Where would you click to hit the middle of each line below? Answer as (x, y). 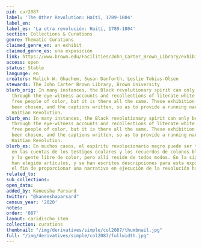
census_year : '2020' (32, 202)
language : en (23, 73)
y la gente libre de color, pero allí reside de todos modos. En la (99, 157)
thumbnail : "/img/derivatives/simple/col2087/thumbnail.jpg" (84, 230)
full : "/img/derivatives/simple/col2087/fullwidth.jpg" (78, 235)
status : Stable (25, 68)
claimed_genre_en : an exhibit (44, 46)
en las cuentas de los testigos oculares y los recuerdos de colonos (100, 152)
